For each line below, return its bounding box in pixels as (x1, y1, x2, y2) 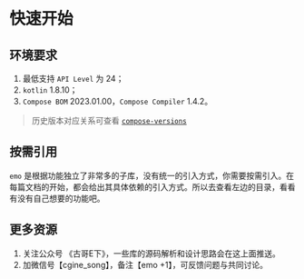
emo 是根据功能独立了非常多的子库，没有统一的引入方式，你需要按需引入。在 (9, 170, 295, 181)
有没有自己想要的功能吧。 (9, 193, 105, 204)
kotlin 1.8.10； (22, 85, 78, 95)
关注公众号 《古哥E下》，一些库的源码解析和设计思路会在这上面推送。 (22, 247, 281, 259)
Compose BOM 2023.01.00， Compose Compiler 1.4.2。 (22, 96, 213, 106)
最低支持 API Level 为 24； (22, 74, 124, 84)
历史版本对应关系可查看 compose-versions (31, 115, 188, 125)
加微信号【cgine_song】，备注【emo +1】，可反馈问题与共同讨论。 (22, 259, 268, 270)
